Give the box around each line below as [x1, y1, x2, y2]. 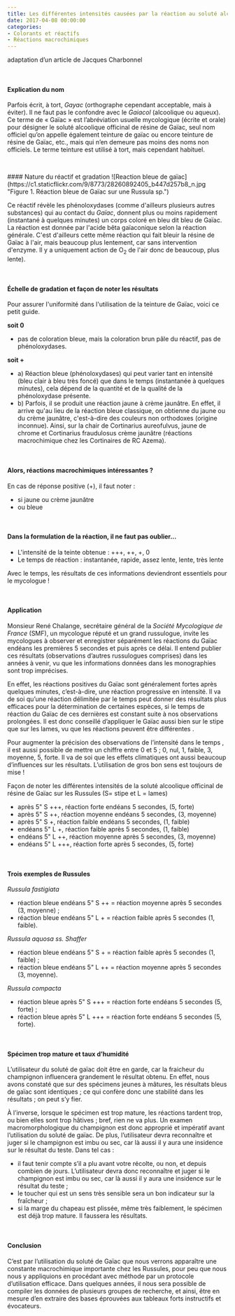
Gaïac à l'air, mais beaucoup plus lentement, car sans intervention [7, 238, 197, 247]
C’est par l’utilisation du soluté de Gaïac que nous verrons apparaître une [7, 1256, 217, 1266]
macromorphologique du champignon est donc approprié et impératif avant [7, 1123, 225, 1132]
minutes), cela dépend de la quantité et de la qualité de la [17, 384, 183, 393]
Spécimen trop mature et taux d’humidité [7, 1050, 129, 1058]
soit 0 [7, 321, 24, 330]
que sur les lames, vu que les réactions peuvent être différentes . [7, 724, 194, 733]
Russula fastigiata [7, 885, 59, 894]
